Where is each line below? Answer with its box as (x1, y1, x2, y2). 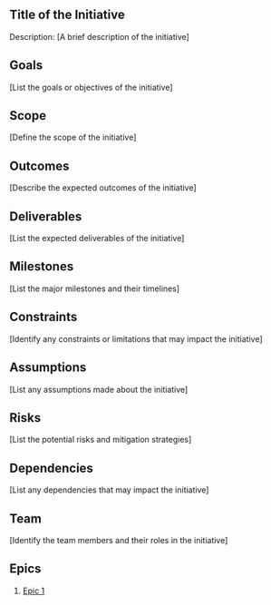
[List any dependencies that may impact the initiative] (9, 484, 209, 495)
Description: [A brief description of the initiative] (9, 31, 190, 42)
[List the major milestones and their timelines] (9, 283, 179, 294)
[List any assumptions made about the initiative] (9, 384, 189, 395)
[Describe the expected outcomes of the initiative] (9, 182, 197, 193)
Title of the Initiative (9, 7, 125, 23)
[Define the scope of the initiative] (9, 132, 137, 143)
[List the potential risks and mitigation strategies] (9, 434, 192, 445)
